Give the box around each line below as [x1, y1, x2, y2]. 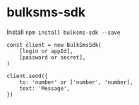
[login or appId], [19, 48, 73, 55]
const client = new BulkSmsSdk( [6, 41, 102, 48]
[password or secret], [19, 54, 86, 61]
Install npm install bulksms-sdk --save [6, 28, 121, 36]
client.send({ [6, 72, 49, 79]
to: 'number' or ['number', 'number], [19, 79, 133, 86]
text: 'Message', [19, 84, 71, 92]
